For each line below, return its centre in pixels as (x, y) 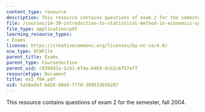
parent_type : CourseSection (42, 62)
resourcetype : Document (37, 74)
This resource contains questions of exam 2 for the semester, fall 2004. (96, 102)
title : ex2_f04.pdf (31, 79)
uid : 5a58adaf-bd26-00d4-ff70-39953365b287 (63, 85)
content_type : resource (37, 12)
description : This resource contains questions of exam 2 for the (92, 18)
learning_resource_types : (39, 35)
